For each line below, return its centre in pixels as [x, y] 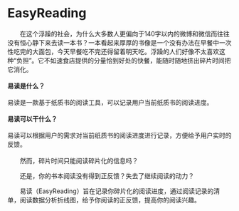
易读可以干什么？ [32, 118]
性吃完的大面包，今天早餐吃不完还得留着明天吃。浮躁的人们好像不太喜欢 [113, 51]
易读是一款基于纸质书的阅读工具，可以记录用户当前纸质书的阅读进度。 [110, 102]
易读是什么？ [26, 86]
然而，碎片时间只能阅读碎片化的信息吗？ [79, 160]
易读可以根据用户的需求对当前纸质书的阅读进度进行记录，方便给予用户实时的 [119, 135]
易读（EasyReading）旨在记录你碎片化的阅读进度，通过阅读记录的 [117, 191]
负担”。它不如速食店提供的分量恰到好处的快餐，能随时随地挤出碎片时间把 [124, 60]
